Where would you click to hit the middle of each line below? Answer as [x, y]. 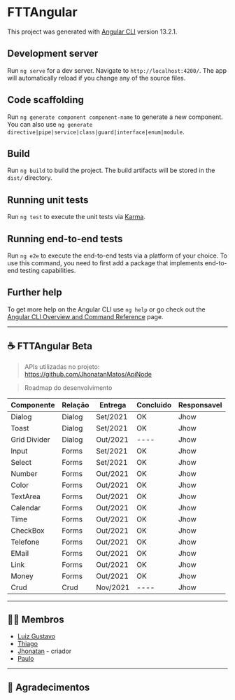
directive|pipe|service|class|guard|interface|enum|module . [96, 132]
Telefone [25, 542]
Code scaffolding [45, 100]
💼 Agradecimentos [49, 687]
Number [24, 473]
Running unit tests [48, 200]
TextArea [26, 496]
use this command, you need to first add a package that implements [105, 263]
